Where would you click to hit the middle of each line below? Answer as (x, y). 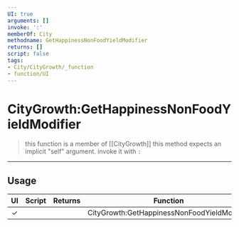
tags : (15, 61)
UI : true (20, 14)
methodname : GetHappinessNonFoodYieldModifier (78, 41)
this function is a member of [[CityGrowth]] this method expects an (123, 144)
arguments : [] (28, 21)
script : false (28, 54)
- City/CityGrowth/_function (51, 67)
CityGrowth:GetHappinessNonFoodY (119, 109)
